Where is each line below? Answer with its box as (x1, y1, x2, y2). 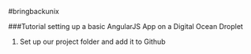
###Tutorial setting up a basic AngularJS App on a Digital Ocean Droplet (8, 22, 243, 31)
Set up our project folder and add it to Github (19, 37, 166, 46)
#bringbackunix (8, 7, 59, 16)
